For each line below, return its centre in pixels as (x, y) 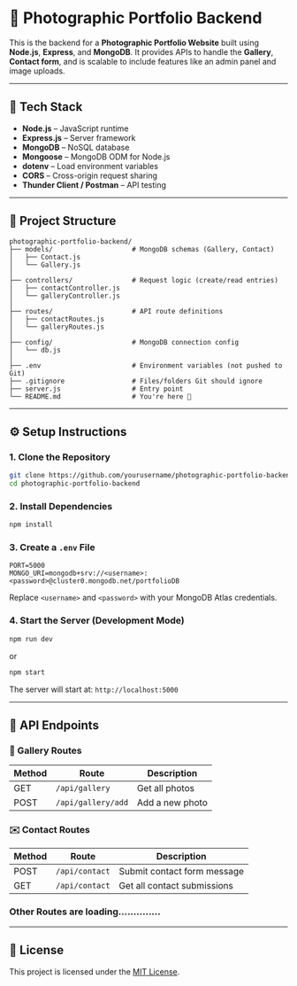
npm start (27, 672)
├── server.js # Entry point (96, 389)
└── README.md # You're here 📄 (100, 396)
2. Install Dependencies (61, 506)
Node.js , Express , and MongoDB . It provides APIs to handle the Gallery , (141, 51)
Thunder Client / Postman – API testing (94, 184)
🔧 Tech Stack (46, 107)
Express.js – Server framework (79, 137)
